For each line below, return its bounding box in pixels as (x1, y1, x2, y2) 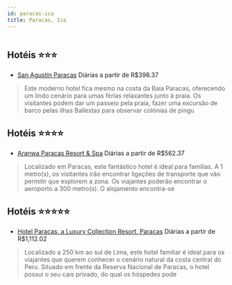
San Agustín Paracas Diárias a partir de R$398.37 (17, 71, 159, 80)
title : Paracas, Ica (7, 17, 67, 24)
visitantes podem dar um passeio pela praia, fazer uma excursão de (24, 99, 218, 107)
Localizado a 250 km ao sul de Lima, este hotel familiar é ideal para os (24, 248, 225, 256)
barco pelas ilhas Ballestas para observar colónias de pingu (24, 107, 195, 115)
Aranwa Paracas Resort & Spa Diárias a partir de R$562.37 (17, 149, 185, 158)
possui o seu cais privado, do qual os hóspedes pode (24, 270, 177, 278)
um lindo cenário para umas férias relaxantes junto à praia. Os (24, 91, 202, 100)
